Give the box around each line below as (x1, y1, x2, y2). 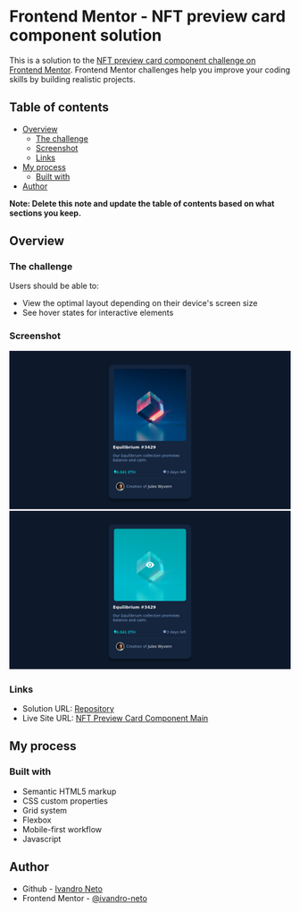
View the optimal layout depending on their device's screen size (21, 298, 258, 309)
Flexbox (21, 814, 52, 825)
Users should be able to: (9, 280, 100, 292)
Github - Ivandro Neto (21, 883, 103, 894)
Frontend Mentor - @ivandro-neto (21, 892, 147, 903)
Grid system (21, 805, 68, 815)
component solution (9, 25, 162, 46)
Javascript (21, 833, 62, 844)
